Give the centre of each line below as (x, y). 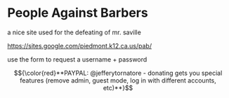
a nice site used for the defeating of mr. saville (74, 32)
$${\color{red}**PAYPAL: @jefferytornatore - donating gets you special (118, 73)
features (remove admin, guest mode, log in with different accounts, (118, 80)
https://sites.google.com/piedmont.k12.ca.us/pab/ (80, 45)
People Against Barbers (78, 13)
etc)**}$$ (118, 87)
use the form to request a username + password (77, 59)
